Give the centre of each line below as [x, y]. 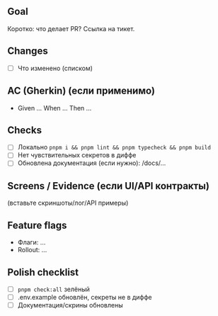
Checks [25, 130]
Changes [28, 51]
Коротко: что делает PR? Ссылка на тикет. [71, 28]
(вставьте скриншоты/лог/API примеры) [68, 203]
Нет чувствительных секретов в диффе [77, 155]
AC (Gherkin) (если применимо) [81, 91]
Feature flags [37, 225]
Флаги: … [31, 242]
